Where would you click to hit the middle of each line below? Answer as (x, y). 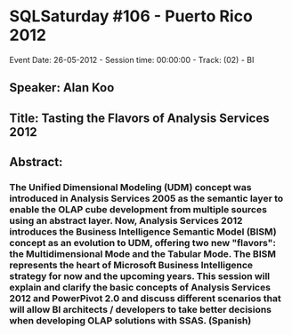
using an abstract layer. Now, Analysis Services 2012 (126, 221)
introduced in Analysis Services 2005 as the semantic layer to (146, 199)
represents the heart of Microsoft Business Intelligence (131, 266)
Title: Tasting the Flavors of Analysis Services (139, 118)
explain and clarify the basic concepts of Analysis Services (140, 288)
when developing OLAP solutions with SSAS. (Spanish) (130, 321)
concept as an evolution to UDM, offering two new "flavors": (142, 243)
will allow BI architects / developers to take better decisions (141, 310)
